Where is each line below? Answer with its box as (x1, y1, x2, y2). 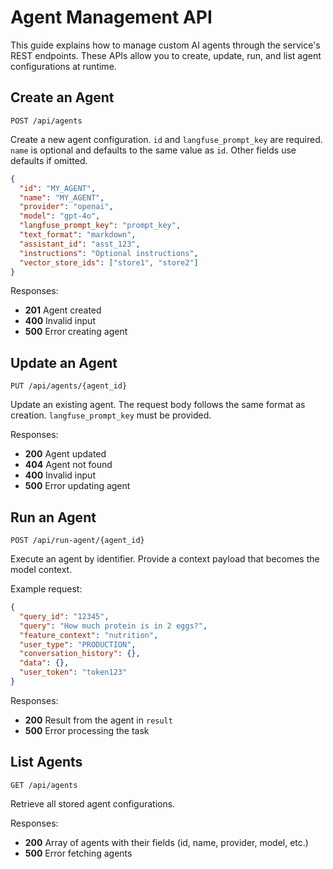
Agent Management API (10, 6, 213, 29)
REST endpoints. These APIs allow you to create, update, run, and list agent (10, 49, 322, 61)
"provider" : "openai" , (19, 202, 114, 212)
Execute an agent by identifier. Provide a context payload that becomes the (10, 553, 320, 565)
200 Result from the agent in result (24, 714, 173, 726)
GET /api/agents (10, 780, 78, 790)
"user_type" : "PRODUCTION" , (19, 639, 137, 650)
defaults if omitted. (10, 154, 88, 166)
